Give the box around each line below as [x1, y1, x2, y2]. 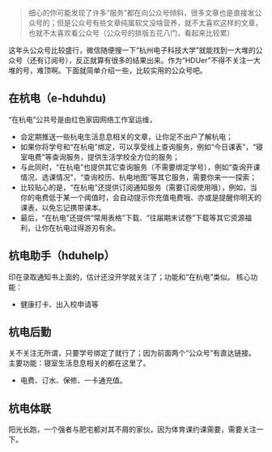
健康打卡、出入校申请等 [19, 299, 99, 309]
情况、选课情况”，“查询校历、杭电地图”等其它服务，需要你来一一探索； [19, 172, 257, 181]
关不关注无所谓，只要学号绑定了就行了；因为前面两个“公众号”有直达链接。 [8, 348, 257, 358]
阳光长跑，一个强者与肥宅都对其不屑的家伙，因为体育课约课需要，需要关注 [8, 424, 257, 434]
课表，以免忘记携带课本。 [19, 203, 106, 212]
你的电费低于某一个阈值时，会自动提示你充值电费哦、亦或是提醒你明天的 [19, 192, 261, 202]
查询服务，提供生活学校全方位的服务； [51, 151, 180, 161]
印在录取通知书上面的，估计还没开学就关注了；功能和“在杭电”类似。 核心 [8, 271, 251, 282]
